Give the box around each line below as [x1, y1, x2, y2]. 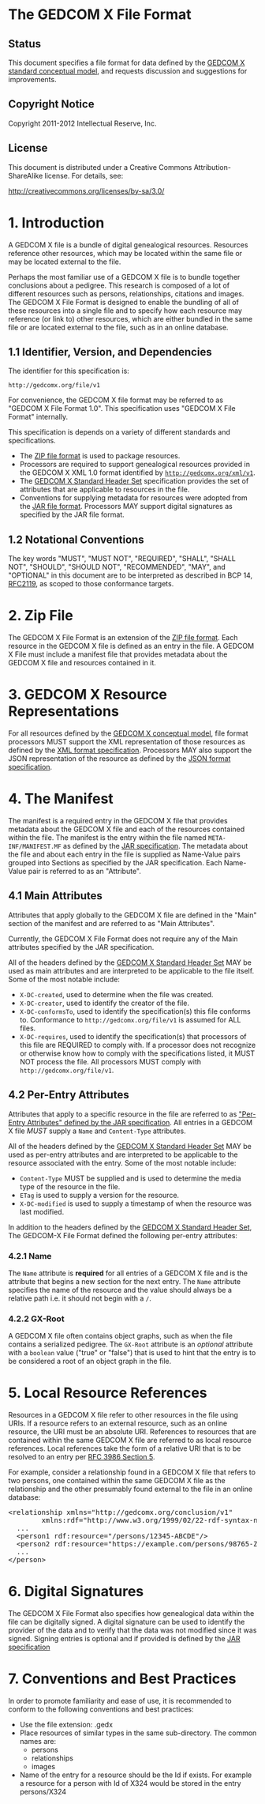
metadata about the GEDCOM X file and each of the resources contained [8, 824, 245, 834]
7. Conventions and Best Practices [8, 1670, 237, 1688]
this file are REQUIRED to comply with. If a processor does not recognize [19, 1040, 256, 1049]
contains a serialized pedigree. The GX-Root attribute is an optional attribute [8, 1339, 254, 1349]
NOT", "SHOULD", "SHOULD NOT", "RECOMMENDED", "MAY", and [8, 563, 226, 572]
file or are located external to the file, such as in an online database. [8, 322, 229, 332]
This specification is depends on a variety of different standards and [8, 427, 231, 437]
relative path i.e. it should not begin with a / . [8, 1294, 151, 1303]
